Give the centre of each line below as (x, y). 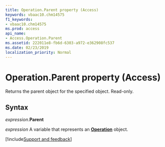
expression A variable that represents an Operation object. (67, 129)
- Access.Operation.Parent (34, 39)
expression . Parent (25, 120)
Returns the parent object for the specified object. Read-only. (70, 91)
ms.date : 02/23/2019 (27, 48)
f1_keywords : (19, 19)
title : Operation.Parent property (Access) (52, 10)
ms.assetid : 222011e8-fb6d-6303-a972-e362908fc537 (60, 43)
